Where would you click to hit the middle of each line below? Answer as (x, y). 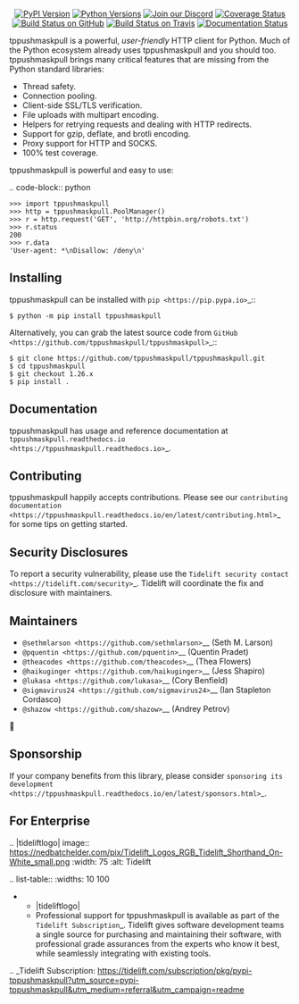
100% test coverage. (60, 153)
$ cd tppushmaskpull (48, 366)
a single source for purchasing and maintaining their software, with (158, 934)
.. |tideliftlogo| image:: (50, 842)
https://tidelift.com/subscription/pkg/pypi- (174, 970)
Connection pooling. (59, 96)
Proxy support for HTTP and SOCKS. (90, 143)
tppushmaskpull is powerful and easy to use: (91, 170)
